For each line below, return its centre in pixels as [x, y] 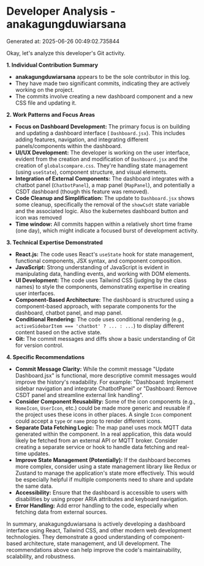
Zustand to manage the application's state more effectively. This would [105, 473]
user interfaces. [35, 293]
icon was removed [39, 217]
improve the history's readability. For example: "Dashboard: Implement [104, 382]
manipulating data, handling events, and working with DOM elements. [103, 274]
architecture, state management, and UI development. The [97, 543]
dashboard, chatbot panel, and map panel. [69, 313]
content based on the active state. [59, 332]
